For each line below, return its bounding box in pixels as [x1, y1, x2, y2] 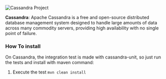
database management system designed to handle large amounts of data [5, 20, 157, 25]
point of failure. [5, 30, 37, 36]
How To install [5, 42, 41, 49]
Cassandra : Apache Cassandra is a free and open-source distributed [5, 14, 150, 20]
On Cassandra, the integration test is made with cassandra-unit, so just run [5, 54, 161, 60]
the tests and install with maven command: [5, 59, 94, 65]
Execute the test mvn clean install [12, 69, 86, 75]
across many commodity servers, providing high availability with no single [5, 25, 159, 31]
